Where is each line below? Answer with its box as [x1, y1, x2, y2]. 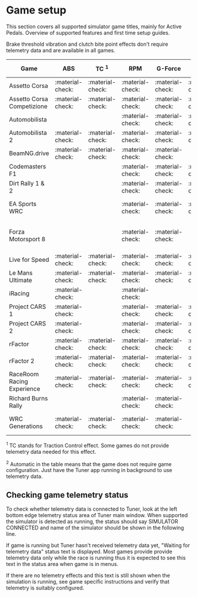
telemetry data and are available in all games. [6, 46, 116, 53]
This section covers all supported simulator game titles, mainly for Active [6, 23, 182, 30]
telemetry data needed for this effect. [6, 448, 97, 455]
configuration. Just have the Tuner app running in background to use [6, 467, 172, 474]
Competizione [9, 102, 48, 110]
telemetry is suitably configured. [6, 585, 84, 592]
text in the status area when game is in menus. [6, 561, 118, 568]
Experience [9, 384, 40, 393]
